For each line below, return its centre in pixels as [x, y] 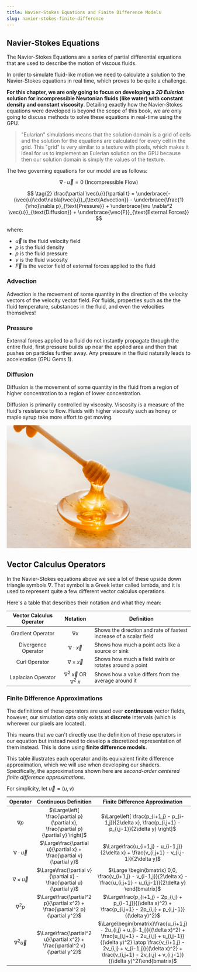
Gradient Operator [33, 633]
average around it [115, 680]
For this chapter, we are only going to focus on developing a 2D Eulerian [96, 92]
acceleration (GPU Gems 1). [40, 359]
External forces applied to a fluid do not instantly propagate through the [93, 340]
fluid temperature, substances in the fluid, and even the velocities [85, 306]
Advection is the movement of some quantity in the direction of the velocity [97, 294]
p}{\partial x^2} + [64, 903]
